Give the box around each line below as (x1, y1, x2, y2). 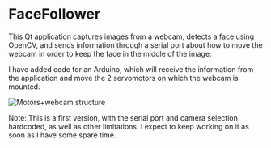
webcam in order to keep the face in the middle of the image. (8, 49, 212, 58)
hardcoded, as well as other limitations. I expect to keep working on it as (8, 121, 249, 131)
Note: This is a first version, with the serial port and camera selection (8, 112, 239, 122)
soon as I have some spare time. (8, 130, 116, 140)
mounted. (8, 82, 40, 91)
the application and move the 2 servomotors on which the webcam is (8, 73, 239, 82)
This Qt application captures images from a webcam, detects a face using (8, 32, 255, 41)
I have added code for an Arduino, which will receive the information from (8, 64, 254, 74)
